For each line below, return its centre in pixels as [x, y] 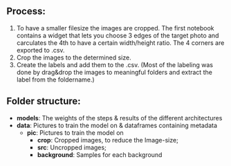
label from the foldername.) [55, 80]
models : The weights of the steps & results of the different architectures [119, 118]
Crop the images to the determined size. [74, 57]
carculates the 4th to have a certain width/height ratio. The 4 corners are [120, 43]
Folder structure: [44, 101]
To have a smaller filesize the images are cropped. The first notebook [115, 28]
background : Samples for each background [100, 154]
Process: [26, 11]
